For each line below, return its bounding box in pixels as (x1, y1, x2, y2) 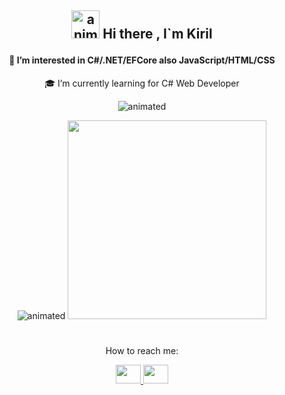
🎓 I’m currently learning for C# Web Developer (44, 77, 240, 89)
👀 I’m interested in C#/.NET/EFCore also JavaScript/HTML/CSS (8, 54, 276, 66)
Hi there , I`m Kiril (102, 26, 213, 43)
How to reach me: (105, 345, 179, 357)
